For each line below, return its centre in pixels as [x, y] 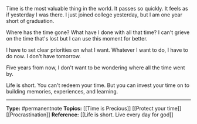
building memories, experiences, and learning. [62, 91]
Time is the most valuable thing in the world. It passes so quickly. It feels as [97, 9]
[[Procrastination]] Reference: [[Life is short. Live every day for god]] [90, 115]
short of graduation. [30, 21]
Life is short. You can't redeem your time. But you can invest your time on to [98, 85]
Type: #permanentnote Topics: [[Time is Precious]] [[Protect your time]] [94, 108]
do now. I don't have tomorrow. [43, 56]
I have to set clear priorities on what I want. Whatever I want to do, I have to [97, 50]
